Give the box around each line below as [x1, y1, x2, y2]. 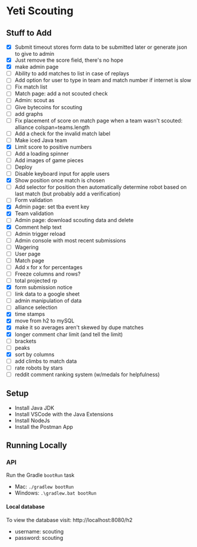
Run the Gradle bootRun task [6, 472, 75, 479]
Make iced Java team [14, 137, 67, 144]
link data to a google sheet [14, 290, 80, 298]
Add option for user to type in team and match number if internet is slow [14, 77, 192, 84]
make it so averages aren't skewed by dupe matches [14, 324, 144, 331]
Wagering [14, 244, 39, 251]
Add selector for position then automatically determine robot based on [14, 184, 187, 191]
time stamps [14, 311, 46, 318]
